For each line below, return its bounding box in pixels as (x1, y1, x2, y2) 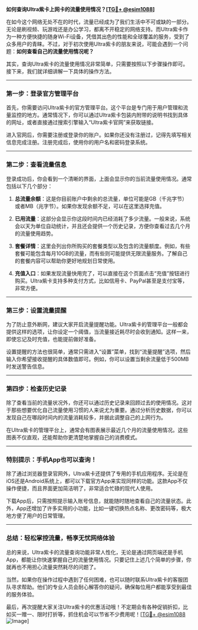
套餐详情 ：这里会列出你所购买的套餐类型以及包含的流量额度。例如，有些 (14, 242, 190, 249)
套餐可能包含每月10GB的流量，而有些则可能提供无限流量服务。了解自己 (14, 249, 187, 256)
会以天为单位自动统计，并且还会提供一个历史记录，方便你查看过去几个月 (14, 222, 190, 229)
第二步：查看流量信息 (6, 161, 67, 169)
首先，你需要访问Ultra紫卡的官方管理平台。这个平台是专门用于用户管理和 (6, 104, 183, 111)
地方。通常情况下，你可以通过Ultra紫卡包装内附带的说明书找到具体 (26, 112, 189, 119)
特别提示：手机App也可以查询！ (6, 456, 97, 464)
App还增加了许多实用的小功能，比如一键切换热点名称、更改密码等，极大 (16, 505, 192, 512)
